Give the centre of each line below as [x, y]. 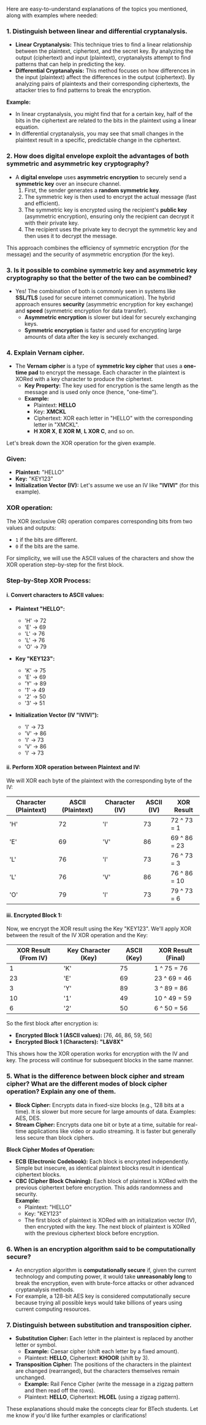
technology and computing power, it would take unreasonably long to [104, 1276]
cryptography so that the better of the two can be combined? [99, 277]
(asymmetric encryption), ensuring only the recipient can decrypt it [109, 216]
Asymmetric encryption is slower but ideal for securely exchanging [110, 317]
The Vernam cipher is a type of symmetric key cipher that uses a [99, 366]
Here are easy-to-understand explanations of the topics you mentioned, [97, 9]
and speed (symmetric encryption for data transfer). [81, 311]
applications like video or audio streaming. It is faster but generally [112, 1131]
